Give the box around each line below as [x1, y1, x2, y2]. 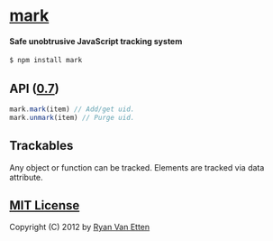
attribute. [9, 171, 43, 182]
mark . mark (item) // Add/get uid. [9, 105, 135, 114]
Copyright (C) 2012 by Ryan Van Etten [9, 222, 150, 233]
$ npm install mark [9, 56, 83, 65]
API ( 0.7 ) [9, 80, 60, 96]
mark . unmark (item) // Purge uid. [9, 113, 135, 122]
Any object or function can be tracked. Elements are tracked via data [9, 162, 265, 172]
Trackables [9, 138, 74, 153]
